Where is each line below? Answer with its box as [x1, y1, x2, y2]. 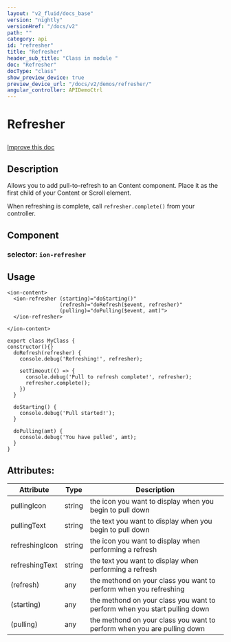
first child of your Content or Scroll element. [7, 189, 132, 197]
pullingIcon [10, 501, 47, 511]
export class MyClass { [7, 338, 76, 345]
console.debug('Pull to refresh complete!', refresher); [25, 374, 192, 381]
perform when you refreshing [89, 584, 185, 594]
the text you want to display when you [89, 517, 212, 526]
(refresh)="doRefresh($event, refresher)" [59, 301, 184, 308]
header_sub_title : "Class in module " [7, 55, 118, 62]
